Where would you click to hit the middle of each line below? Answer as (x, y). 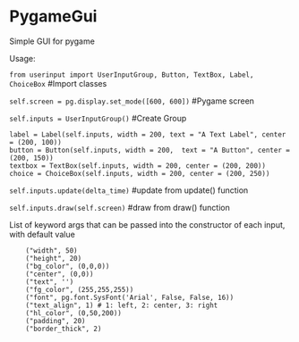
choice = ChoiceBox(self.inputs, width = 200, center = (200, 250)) (140, 173)
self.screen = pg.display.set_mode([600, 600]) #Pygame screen (132, 101)
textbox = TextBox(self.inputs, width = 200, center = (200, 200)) (138, 166)
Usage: (22, 58)
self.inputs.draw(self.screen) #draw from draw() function (120, 207)
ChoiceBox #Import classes (58, 83)
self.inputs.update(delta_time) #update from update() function (129, 190)
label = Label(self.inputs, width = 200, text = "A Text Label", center (148, 134)
